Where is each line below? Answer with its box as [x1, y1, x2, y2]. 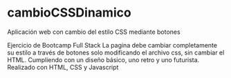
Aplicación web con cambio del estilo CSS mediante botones [7, 28, 181, 36]
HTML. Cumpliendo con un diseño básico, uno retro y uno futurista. [7, 55, 200, 64]
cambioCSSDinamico [7, 5, 131, 21]
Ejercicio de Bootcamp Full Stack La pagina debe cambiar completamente [7, 41, 218, 49]
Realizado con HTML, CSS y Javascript [7, 63, 119, 71]
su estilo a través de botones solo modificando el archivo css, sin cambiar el [7, 48, 225, 57]
